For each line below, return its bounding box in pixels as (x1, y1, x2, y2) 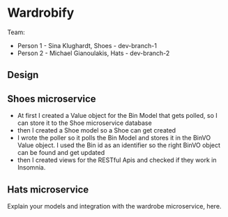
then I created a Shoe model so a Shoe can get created (17, 126, 176, 135)
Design (7, 69, 39, 81)
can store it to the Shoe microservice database (17, 119, 152, 127)
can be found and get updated (17, 149, 105, 157)
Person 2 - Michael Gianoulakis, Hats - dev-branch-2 (17, 49, 170, 57)
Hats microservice (7, 184, 89, 195)
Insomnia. (17, 163, 46, 172)
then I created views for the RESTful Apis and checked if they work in (17, 156, 217, 165)
